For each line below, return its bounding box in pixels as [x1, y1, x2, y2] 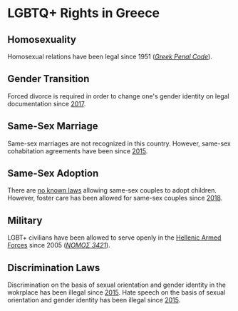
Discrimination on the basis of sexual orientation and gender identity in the [7, 280, 227, 290]
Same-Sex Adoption [7, 168, 99, 180]
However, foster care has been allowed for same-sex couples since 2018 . [7, 194, 223, 203]
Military [7, 214, 43, 226]
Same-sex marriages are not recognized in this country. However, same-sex [7, 139, 232, 148]
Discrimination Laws [7, 262, 100, 274]
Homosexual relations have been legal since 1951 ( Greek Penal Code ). [7, 52, 212, 61]
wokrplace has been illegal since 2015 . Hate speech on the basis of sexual [7, 288, 226, 297]
